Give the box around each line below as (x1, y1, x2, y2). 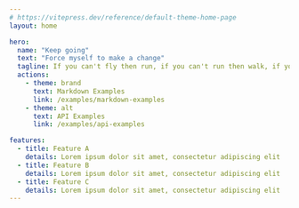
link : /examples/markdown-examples (32, 95, 166, 104)
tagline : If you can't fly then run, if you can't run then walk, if (17, 62, 280, 71)
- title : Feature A (17, 144, 90, 154)
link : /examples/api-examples (32, 120, 145, 129)
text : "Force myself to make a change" (17, 54, 166, 63)
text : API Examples (32, 112, 105, 121)
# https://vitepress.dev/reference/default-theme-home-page (9, 12, 238, 22)
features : (9, 136, 46, 145)
